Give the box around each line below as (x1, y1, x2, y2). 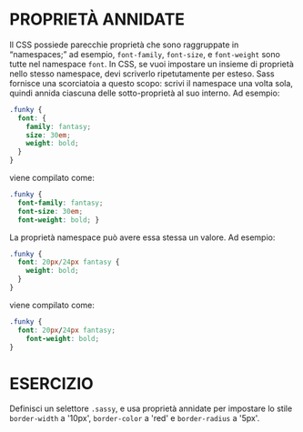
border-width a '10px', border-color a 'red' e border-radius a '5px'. (9, 413, 260, 424)
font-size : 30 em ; (17, 206, 84, 216)
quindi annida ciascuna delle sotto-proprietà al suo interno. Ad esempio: (9, 87, 280, 98)
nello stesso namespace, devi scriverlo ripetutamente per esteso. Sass (9, 68, 275, 79)
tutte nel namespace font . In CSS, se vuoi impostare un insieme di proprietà (9, 58, 294, 69)
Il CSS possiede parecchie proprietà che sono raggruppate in (9, 39, 239, 50)
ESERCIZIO (9, 373, 94, 394)
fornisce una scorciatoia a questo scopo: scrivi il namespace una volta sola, (9, 77, 294, 88)
